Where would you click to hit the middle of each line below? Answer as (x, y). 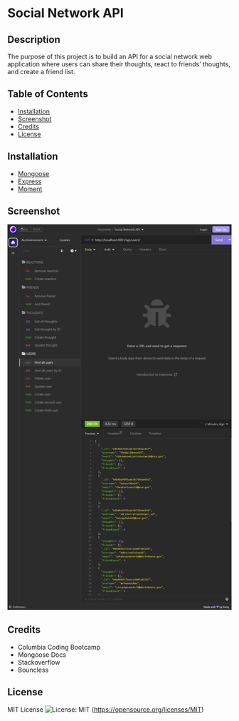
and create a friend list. (41, 72)
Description (34, 40)
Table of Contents (48, 94)
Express (30, 181)
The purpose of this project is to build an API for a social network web (110, 56)
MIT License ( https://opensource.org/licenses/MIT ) (106, 709)
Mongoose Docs (42, 655)
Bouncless (33, 670)
